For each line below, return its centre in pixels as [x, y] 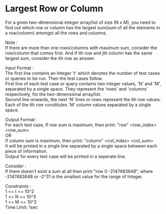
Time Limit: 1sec [22, 207]
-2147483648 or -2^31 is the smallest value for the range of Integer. [74, 176]
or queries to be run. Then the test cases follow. [54, 78]
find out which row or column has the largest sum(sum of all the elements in [83, 27]
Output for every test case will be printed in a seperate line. [66, 156]
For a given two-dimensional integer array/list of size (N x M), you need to [81, 22]
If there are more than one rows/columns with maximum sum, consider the [81, 48]
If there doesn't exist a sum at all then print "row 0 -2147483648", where [79, 171]
